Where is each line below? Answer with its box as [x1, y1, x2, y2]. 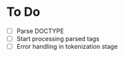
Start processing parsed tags [16, 35, 99, 43]
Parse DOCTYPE [16, 27, 64, 35]
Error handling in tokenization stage [16, 43, 118, 51]
